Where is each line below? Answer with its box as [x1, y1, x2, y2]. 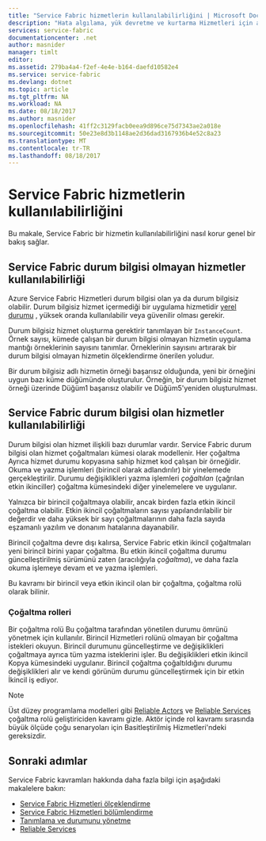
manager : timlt [8, 48, 59, 56]
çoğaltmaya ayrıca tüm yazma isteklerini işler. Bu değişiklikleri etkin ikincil [8, 650, 248, 659]
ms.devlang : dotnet [8, 78, 73, 86]
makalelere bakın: [8, 783, 66, 793]
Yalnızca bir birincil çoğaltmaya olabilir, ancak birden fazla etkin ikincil [8, 497, 236, 507]
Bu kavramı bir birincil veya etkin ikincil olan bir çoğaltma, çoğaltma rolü [8, 578, 242, 587]
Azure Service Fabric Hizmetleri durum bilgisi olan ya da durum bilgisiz [8, 294, 239, 303]
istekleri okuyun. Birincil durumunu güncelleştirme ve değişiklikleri [8, 641, 224, 651]
